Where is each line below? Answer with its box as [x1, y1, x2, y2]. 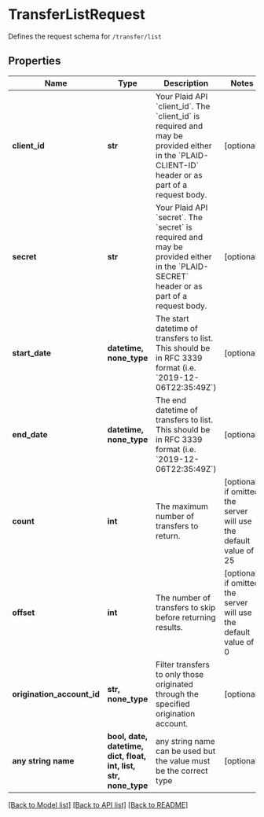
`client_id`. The [156, 101, 211, 112]
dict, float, [107, 750, 147, 761]
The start [156, 313, 190, 324]
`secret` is [156, 222, 192, 233]
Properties [8, 54, 61, 68]
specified [156, 698, 190, 709]
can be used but [156, 745, 216, 756]
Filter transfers [156, 659, 210, 670]
